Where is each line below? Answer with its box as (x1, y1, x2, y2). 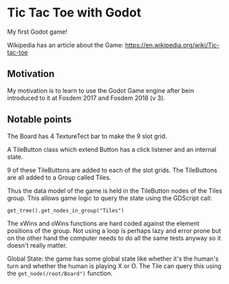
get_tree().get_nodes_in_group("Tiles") (7, 207, 125, 214)
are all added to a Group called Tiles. (7, 173, 111, 182)
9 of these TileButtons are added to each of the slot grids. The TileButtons (7, 166, 218, 174)
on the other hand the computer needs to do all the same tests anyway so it (7, 234, 221, 242)
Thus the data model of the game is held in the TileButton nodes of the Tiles (7, 186, 222, 195)
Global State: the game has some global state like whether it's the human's (7, 254, 219, 263)
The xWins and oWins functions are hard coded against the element (7, 219, 199, 228)
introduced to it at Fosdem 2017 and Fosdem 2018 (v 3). (7, 94, 166, 102)
